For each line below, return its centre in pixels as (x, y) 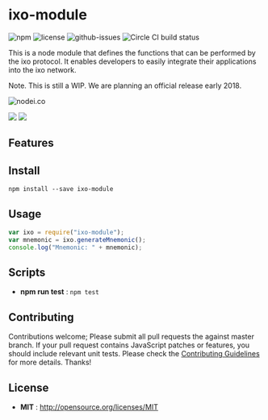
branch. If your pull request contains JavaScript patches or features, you (129, 345)
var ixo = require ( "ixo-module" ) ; (67, 232)
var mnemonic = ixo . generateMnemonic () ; (77, 239)
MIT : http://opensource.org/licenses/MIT (89, 407)
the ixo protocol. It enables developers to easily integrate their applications (132, 61)
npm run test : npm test (59, 292)
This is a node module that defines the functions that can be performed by (132, 52)
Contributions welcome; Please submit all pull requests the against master (131, 337)
